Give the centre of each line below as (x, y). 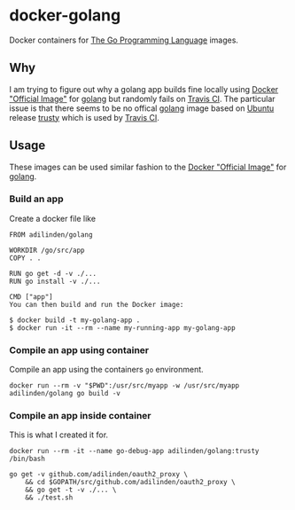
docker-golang (65, 16)
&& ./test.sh (49, 498)
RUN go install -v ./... (55, 281)
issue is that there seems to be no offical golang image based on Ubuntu (142, 108)
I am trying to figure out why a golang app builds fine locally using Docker (144, 89)
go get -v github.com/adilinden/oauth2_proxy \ (99, 475)
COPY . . (25, 258)
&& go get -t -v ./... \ (71, 490)
